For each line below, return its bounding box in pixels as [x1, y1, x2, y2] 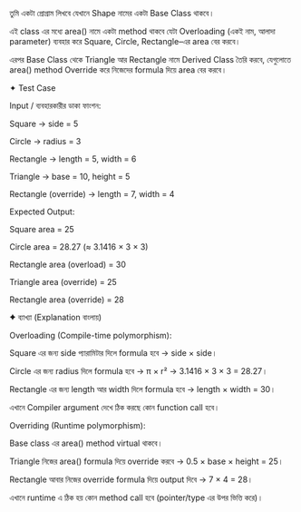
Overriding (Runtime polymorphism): [9, 420, 146, 430]
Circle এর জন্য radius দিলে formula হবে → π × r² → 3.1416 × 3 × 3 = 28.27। [9, 366, 268, 376]
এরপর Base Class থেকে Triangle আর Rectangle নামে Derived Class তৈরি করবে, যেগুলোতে [9, 54, 292, 64]
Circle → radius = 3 [9, 136, 82, 146]
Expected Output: [9, 206, 75, 217]
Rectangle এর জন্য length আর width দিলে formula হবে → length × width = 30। [9, 384, 277, 394]
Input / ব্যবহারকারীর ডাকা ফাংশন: [9, 100, 102, 111]
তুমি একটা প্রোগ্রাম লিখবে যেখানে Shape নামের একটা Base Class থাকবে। [9, 8, 215, 18]
